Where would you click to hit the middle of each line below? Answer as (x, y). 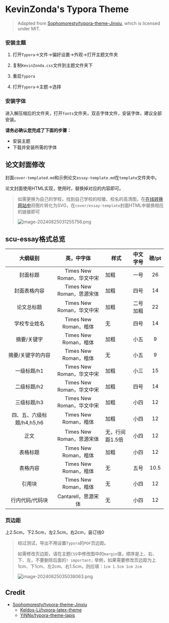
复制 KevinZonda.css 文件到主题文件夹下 (53, 65)
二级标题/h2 (29, 387)
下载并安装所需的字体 (34, 147)
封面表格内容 (29, 291)
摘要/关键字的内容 (29, 355)
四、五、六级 (27, 415)
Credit (15, 592)
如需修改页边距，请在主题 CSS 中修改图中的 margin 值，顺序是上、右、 (87, 554)
